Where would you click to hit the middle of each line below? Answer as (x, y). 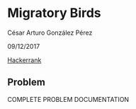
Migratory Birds (54, 13)
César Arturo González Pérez (50, 33)
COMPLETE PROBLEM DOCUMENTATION (68, 99)
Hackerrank (24, 60)
